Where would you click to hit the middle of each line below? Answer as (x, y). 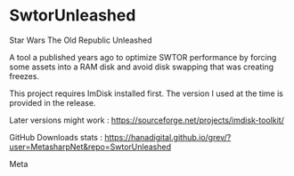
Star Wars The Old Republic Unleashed (81, 40)
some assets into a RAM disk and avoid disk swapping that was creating (142, 67)
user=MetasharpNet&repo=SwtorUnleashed (90, 147)
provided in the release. (53, 102)
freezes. (24, 76)
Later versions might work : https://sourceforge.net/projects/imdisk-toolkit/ (147, 120)
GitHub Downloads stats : (56, 137)
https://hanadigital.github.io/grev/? (167, 137)
